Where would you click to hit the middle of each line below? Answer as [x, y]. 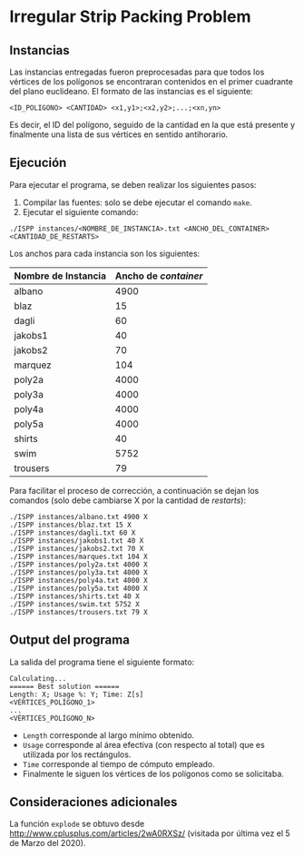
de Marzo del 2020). [48, 843]
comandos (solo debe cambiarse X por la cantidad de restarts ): [128, 500]
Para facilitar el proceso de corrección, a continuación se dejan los [134, 490]
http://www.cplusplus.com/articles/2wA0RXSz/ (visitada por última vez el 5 [150, 833]
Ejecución [38, 163]
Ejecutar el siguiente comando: [80, 212]
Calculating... [38, 678]
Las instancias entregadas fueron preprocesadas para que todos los [137, 72]
